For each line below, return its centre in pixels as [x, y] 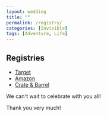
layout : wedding [26, 12]
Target [23, 72]
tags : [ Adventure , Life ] [37, 34]
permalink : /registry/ [34, 23]
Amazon [25, 78]
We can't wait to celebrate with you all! [53, 96]
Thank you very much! [34, 107]
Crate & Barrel [32, 84]
